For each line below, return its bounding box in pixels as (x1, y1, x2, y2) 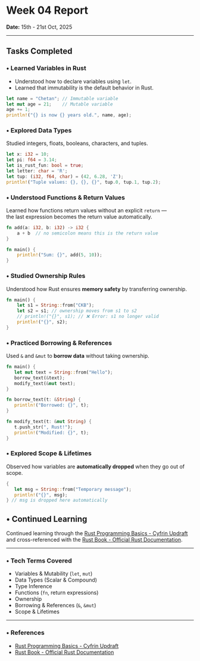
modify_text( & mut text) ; (14, 380, 76, 387)
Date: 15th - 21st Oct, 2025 (6, 23, 73, 30)
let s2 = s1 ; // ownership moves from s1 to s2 (17, 308, 137, 314)
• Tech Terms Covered (6, 557, 73, 565)
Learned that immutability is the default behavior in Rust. (14, 84, 154, 91)
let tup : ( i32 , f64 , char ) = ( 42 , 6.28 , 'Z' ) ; (6, 174, 124, 180)
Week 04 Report (6, 4, 89, 17)
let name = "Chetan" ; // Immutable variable (6, 95, 118, 101)
